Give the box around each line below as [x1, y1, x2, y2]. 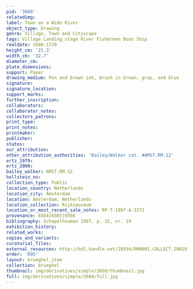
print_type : [6, 119, 36, 125]
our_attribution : [6, 147, 49, 153]
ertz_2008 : [6, 163, 33, 169]
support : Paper [6, 69, 44, 75]
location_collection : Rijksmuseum [6, 202, 92, 208]
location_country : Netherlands [6, 185, 84, 191]
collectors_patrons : [6, 113, 58, 119]
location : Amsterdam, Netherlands [6, 196, 92, 202]
